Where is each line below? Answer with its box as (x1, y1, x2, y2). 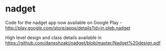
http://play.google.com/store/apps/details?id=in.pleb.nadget (5, 24, 131, 30)
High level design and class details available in (5, 34, 102, 40)
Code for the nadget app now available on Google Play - (5, 19, 122, 25)
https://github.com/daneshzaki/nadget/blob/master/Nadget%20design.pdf (5, 39, 161, 45)
